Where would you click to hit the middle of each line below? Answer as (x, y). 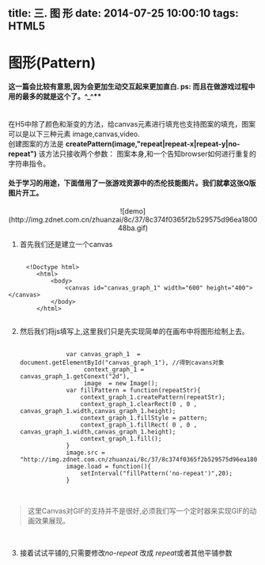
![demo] (133, 210)
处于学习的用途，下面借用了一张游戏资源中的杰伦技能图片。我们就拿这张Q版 (132, 183)
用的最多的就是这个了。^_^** (55, 97)
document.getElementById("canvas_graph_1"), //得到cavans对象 (122, 362)
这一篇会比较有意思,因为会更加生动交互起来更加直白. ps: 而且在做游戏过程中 (132, 87)
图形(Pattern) (52, 63)
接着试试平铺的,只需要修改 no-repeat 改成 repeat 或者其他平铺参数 (126, 552)
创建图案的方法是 (36, 143)
